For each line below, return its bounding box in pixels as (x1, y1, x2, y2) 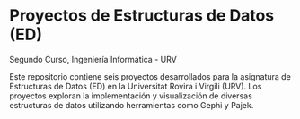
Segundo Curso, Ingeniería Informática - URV (9, 54, 177, 64)
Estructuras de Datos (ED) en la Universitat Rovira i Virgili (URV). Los (9, 81, 262, 91)
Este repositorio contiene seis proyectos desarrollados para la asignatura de (9, 71, 292, 81)
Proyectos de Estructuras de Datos (9, 5, 275, 26)
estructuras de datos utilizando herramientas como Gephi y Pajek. (9, 99, 254, 110)
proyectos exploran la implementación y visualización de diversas (9, 90, 253, 101)
